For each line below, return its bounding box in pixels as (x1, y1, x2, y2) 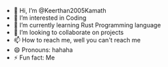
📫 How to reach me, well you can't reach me (13, 36, 141, 44)
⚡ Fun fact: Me (13, 53, 55, 62)
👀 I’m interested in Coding (13, 14, 87, 22)
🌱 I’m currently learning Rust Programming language (13, 21, 161, 29)
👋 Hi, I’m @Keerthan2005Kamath (13, 7, 107, 14)
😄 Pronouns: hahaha (13, 46, 73, 54)
